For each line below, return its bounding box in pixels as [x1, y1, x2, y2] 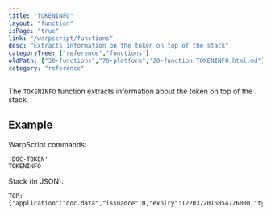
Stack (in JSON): [8, 176, 65, 186]
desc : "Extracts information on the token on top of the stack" [8, 42, 229, 50]
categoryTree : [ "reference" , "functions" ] [8, 49, 150, 57]
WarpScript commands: [8, 139, 87, 149]
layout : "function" [8, 19, 74, 27]
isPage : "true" [8, 27, 60, 35]
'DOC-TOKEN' [8, 155, 48, 163]
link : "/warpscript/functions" [8, 34, 114, 43]
